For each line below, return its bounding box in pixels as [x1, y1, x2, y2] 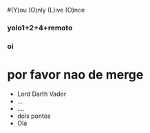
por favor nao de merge [7, 67, 144, 83]
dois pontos [17, 112, 51, 120]
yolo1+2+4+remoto [7, 23, 73, 32]
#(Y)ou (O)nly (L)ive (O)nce [7, 6, 85, 14]
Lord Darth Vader [17, 90, 67, 98]
